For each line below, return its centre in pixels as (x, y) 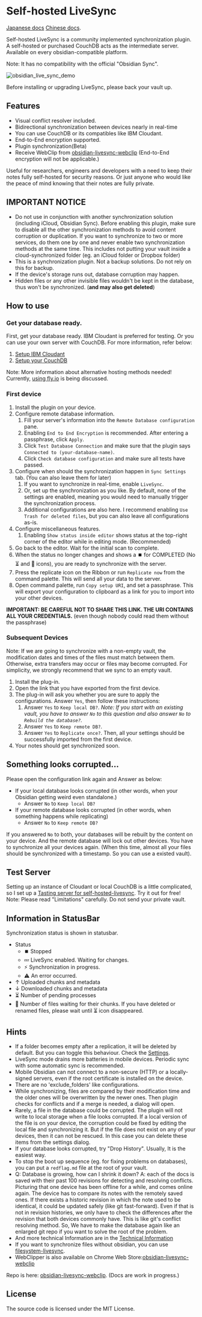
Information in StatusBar (53, 918)
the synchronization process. (60, 503)
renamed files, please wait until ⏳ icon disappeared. (79, 1011)
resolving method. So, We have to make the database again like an (97, 1226)
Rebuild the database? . (53, 720)
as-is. (31, 522)
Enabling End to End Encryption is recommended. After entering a (106, 433)
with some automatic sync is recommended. (70, 1066)
